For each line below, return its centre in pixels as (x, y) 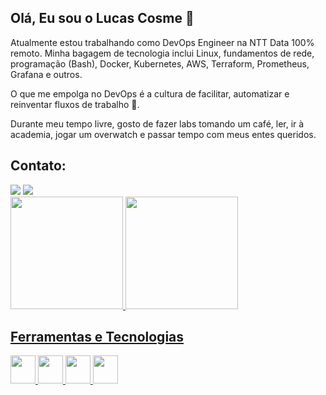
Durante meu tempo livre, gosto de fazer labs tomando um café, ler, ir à (157, 123)
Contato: (38, 166)
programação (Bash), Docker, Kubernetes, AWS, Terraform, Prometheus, (160, 63)
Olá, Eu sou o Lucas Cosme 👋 (102, 18)
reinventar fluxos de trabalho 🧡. (75, 104)
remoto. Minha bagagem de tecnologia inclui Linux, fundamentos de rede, (162, 53)
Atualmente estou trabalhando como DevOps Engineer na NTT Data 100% (162, 42)
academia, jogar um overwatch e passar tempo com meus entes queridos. (163, 134)
